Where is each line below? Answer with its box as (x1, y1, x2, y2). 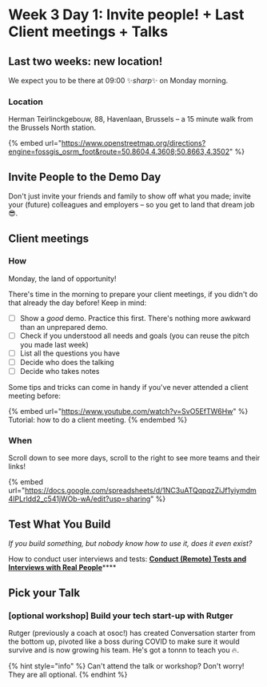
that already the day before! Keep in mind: (8, 298, 147, 307)
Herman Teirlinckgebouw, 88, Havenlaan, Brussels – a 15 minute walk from (8, 114, 253, 124)
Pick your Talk (8, 586, 81, 600)
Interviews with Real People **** (8, 563, 117, 572)
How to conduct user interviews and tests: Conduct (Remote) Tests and (8, 554, 247, 564)
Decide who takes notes (19, 367, 100, 376)
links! (8, 462, 26, 472)
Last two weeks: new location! (8, 54, 163, 68)
